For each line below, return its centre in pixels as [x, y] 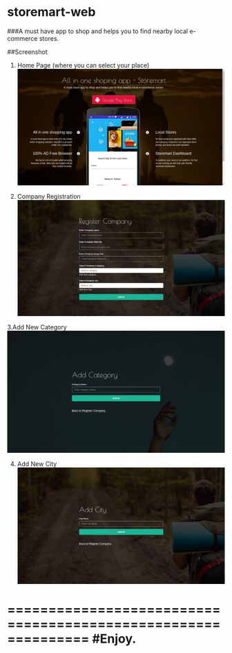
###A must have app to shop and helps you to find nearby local [98, 31]
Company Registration [49, 196]
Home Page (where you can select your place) [83, 65]
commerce [22, 38]
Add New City [37, 464]
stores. [49, 38]
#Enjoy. [114, 639]
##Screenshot [27, 52]
